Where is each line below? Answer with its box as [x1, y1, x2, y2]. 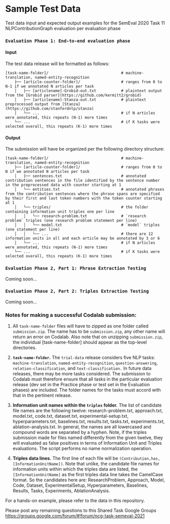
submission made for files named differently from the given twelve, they [12, 434, 163, 441]
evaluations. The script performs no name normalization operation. [12, 446, 153, 452]
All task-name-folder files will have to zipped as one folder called [12, 323, 149, 329]
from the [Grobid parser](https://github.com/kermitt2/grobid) [5, 93, 142, 98]
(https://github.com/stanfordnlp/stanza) [5, 106, 94, 111]
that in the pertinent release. [12, 392, 72, 398]
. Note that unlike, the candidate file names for [62, 461, 160, 467]
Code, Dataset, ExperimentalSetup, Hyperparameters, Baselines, [12, 482, 148, 488]
